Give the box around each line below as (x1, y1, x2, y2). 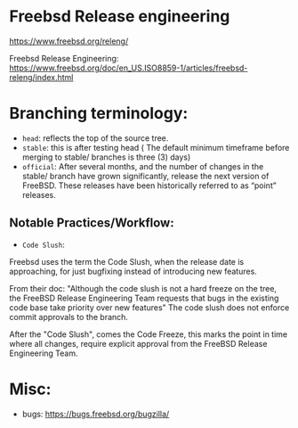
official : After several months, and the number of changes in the (21, 160, 264, 171)
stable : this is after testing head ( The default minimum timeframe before (21, 142, 290, 152)
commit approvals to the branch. (9, 311, 129, 322)
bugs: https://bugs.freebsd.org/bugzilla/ (21, 408, 170, 419)
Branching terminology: (9, 103, 189, 124)
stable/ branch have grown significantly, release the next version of (21, 170, 270, 181)
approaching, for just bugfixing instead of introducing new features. (9, 266, 258, 276)
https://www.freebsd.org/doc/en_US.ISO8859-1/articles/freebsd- (9, 62, 248, 73)
